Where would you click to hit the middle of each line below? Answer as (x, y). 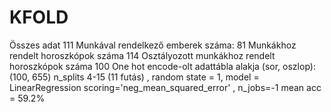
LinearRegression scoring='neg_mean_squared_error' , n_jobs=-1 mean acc (165, 87)
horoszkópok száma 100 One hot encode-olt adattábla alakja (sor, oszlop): (162, 66)
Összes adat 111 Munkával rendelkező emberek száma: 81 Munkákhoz (153, 45)
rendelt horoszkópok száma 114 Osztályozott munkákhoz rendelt (142, 55)
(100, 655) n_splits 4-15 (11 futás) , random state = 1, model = (134, 77)
